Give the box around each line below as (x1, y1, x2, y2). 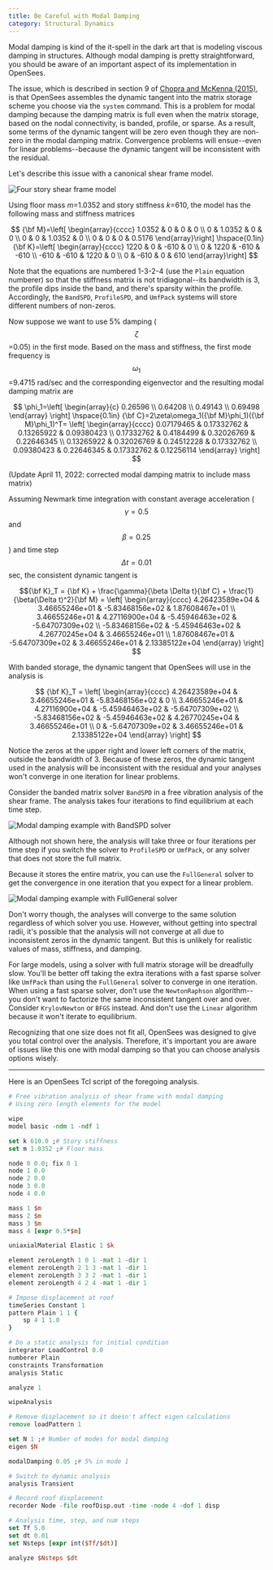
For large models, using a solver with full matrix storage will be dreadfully (8, 960, 254, 970)
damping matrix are (8, 386, 74, 396)
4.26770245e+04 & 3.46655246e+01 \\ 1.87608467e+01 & (38, 630, 235, 639)
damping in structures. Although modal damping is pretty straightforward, (8, 50, 255, 60)
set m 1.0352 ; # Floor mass (8, 1145, 104, 1153)
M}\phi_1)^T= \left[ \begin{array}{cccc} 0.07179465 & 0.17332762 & (24, 420, 249, 430)
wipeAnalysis (8, 1398, 53, 1406)
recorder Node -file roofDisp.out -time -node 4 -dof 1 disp (8, 1502, 220, 1510)
